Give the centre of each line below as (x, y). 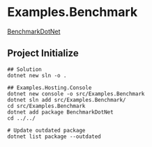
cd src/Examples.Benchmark (46, 106)
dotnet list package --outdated (54, 137)
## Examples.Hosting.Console (50, 88)
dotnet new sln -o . (37, 75)
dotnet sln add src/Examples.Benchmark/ (67, 100)
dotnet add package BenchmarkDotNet (60, 112)
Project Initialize (43, 53)
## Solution (24, 69)
